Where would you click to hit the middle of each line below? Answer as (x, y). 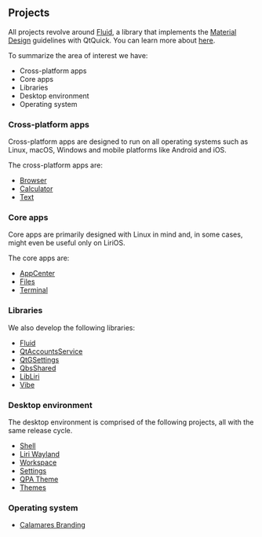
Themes (33, 487)
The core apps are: (39, 258)
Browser (33, 181)
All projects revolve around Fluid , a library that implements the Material (122, 31)
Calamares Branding (53, 525)
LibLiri (29, 376)
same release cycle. (40, 430)
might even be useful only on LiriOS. (67, 243)
